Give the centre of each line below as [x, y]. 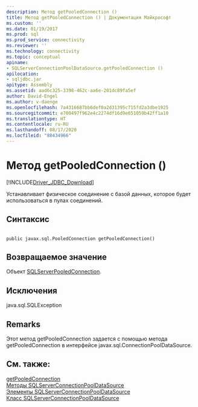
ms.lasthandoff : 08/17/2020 [42, 130]
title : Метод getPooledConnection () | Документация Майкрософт [89, 18]
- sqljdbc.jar [24, 79]
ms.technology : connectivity [43, 51]
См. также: [28, 364]
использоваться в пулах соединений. [55, 200]
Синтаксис [28, 219]
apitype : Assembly [29, 85]
